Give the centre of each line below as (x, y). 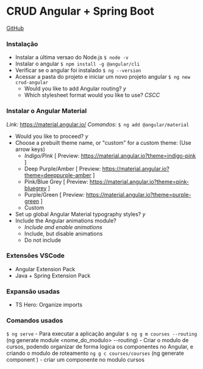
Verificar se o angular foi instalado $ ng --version (78, 70)
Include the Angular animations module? (66, 221)
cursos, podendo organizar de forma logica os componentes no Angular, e (100, 347)
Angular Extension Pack (45, 269)
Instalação (22, 44)
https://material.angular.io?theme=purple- (139, 194)
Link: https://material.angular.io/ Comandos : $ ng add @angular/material (98, 124)
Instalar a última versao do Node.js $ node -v (72, 57)
